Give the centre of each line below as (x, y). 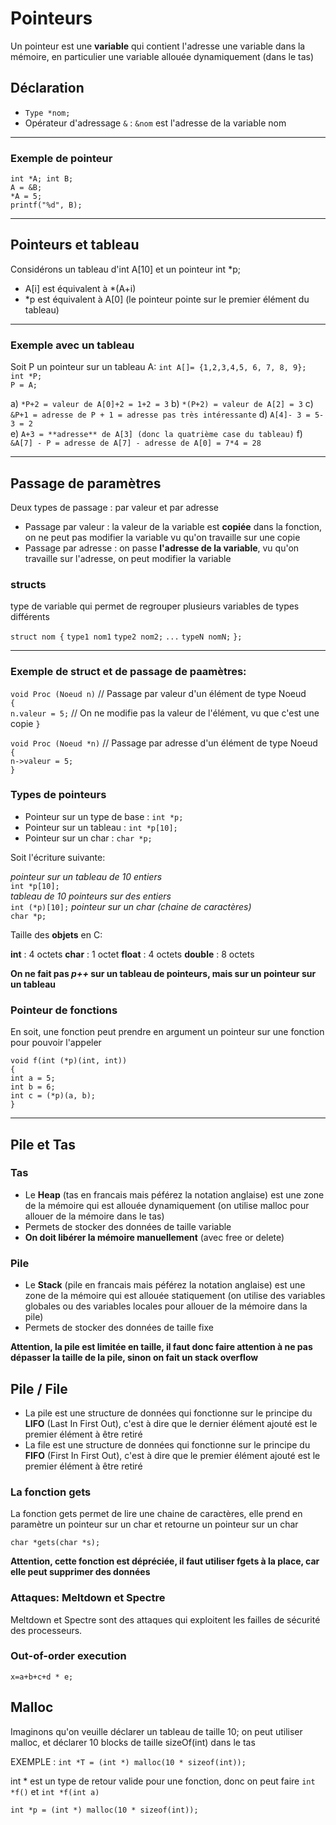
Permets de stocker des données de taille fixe (119, 1328)
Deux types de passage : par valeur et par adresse (114, 507)
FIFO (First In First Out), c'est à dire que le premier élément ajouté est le (172, 1455)
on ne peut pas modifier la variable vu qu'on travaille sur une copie (162, 537)
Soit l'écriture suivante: (58, 857)
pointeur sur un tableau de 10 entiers (86, 876)
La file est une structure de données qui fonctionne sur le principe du (167, 1444)
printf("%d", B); (46, 205)
